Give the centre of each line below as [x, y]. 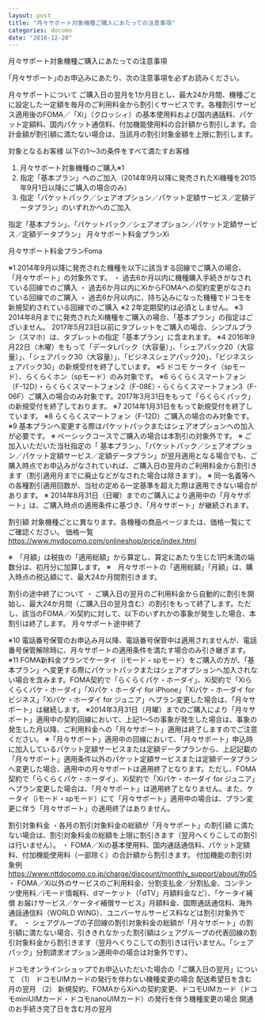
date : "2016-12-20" [40, 38]
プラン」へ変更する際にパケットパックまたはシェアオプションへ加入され [132, 670]
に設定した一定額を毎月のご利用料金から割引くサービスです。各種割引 [122, 104]
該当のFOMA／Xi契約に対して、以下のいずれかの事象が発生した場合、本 [139, 613]
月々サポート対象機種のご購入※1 [72, 168]
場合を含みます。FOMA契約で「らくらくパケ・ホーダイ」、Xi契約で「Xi [130, 680]
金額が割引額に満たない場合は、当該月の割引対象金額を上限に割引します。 [136, 135]
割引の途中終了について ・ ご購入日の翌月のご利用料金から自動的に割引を [128, 594]
